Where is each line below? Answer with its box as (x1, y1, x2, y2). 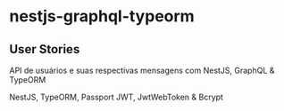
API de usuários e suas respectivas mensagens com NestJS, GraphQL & (9, 65, 275, 75)
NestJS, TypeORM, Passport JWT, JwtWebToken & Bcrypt (9, 91, 223, 102)
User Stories (9, 42, 80, 57)
